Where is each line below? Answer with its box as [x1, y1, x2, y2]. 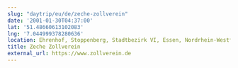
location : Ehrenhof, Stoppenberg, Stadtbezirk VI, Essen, [7, 37, 182, 44]
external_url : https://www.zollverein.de [7, 50, 132, 57]
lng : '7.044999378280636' [7, 30, 84, 38]
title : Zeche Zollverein [7, 43, 81, 50]
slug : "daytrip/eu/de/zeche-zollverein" [7, 10, 129, 18]
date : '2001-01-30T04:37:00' [7, 17, 93, 24]
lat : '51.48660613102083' [7, 23, 84, 30]
